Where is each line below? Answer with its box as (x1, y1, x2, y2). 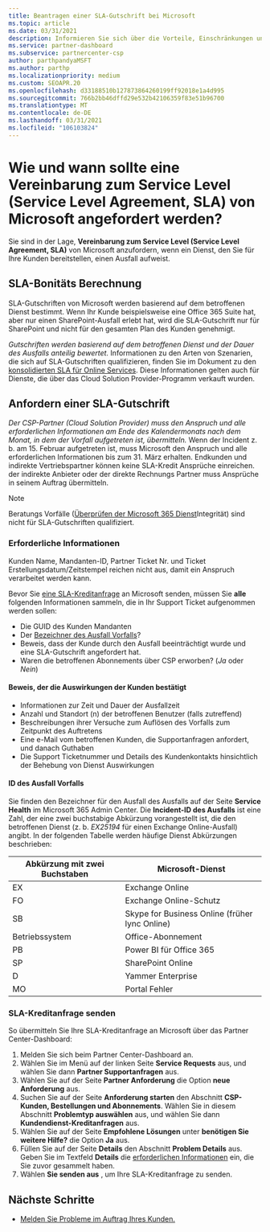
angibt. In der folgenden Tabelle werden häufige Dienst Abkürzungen (8, 831, 237, 840)
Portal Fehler (125, 984, 174, 995)
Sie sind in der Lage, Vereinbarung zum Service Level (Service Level (8, 236, 239, 246)
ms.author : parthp (8, 64, 70, 72)
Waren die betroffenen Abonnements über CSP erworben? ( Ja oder (19, 655, 244, 665)
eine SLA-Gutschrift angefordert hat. (19, 647, 141, 656)
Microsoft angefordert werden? (8, 210, 223, 228)
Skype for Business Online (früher (125, 908, 253, 919)
